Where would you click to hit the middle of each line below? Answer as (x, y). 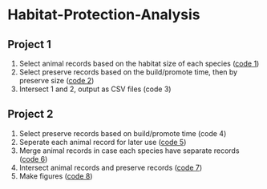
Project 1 (29, 44)
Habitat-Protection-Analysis (104, 15)
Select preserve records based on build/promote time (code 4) (123, 133)
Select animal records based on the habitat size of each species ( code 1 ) (139, 63)
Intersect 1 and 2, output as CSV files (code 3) (95, 89)
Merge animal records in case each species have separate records (129, 151)
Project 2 (30, 114)
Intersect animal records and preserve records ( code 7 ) (111, 167)
